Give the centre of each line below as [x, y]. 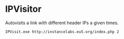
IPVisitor [23, 9]
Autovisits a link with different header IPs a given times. [62, 23]
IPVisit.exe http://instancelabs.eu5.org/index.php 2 [62, 32]
